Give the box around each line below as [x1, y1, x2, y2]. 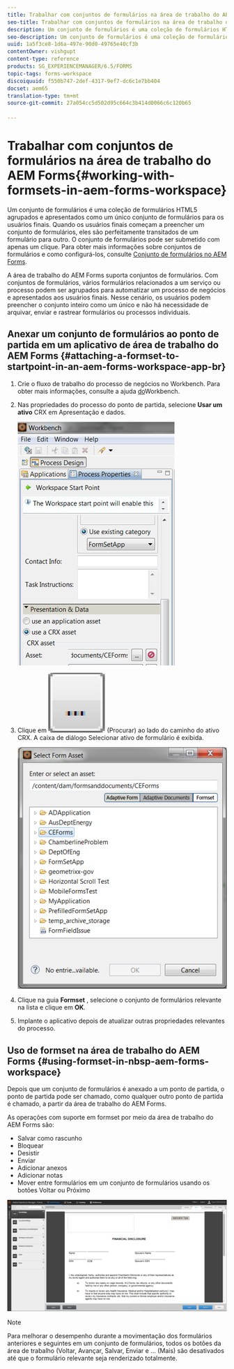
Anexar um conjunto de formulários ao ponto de [7, 328, 219, 340]
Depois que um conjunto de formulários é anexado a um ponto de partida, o [7, 1085, 225, 1093]
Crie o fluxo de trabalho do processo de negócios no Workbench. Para [17, 379, 221, 387]
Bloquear [17, 1141, 44, 1150]
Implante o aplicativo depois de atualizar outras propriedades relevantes [17, 1016, 225, 1026]
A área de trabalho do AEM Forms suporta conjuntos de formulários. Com [7, 271, 219, 279]
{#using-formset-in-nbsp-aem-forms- [37, 1055, 210, 1067]
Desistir [17, 1149, 40, 1157]
